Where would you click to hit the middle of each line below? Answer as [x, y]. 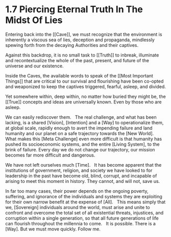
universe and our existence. [34, 66]
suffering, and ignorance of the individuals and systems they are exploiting [84, 196]
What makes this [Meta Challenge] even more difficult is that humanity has [84, 139]
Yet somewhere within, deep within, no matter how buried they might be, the [86, 96]
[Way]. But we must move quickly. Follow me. [53, 229]
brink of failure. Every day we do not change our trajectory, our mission [80, 149]
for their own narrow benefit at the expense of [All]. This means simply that [86, 202]
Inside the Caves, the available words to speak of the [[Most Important [79, 75]
